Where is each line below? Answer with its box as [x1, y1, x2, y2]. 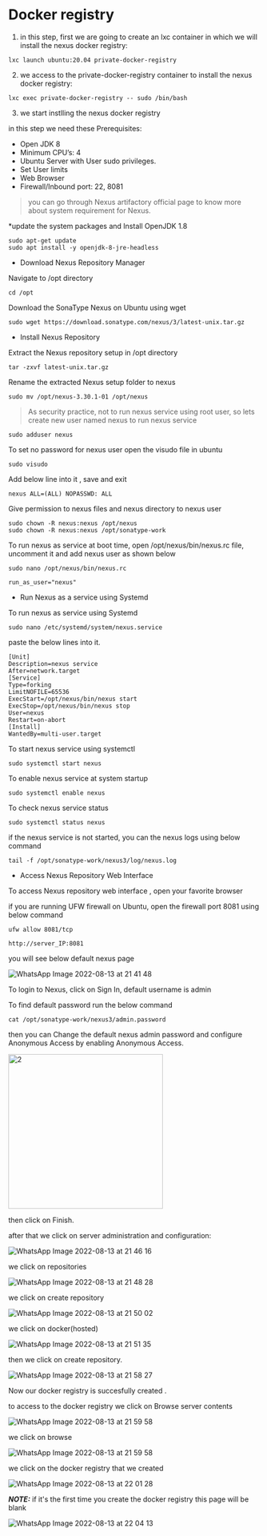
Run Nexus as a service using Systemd [19, 592, 149, 602]
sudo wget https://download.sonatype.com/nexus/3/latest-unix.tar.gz [8, 318, 245, 326]
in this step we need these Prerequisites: [8, 123, 142, 133]
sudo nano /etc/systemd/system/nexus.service [8, 623, 162, 632]
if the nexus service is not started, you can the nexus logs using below [8, 832, 241, 842]
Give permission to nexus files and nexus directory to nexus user [8, 503, 222, 513]
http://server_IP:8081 [8, 939, 84, 948]
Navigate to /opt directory [8, 273, 94, 283]
